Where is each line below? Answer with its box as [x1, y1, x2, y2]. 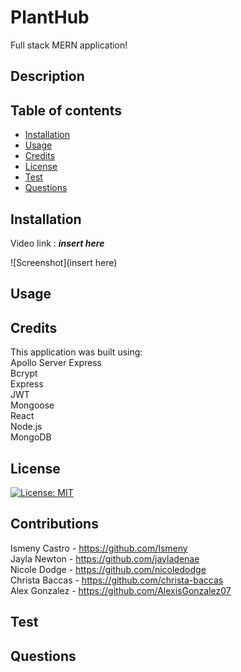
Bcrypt [10, 367, 38, 380]
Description [10, 68, 85, 85]
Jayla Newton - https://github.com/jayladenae [10, 552, 200, 565]
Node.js [10, 421, 43, 433]
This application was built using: [10, 346, 143, 358]
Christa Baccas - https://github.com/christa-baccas [10, 574, 224, 586]
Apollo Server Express [10, 357, 102, 369]
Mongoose [10, 399, 55, 411]
